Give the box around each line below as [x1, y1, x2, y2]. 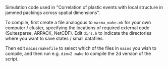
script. [5, 56, 19, 62]
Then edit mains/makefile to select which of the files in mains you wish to [5, 45, 157, 51]
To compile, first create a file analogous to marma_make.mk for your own [5, 20, 151, 25]
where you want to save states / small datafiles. [5, 35, 104, 41]
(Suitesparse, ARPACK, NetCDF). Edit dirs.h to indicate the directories [5, 30, 152, 36]
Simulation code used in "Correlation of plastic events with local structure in [5, 5, 163, 10]
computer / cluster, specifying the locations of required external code [5, 25, 150, 31]
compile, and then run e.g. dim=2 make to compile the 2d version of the [5, 50, 151, 56]
